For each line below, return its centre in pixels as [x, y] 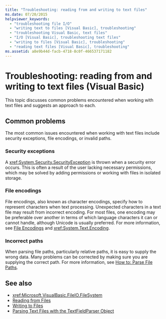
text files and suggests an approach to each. [51, 105]
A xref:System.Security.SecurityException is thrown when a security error [81, 162]
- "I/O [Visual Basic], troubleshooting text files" [65, 38]
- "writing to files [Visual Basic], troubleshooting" [67, 42]
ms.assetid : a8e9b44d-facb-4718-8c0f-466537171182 [58, 51]
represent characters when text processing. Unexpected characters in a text [83, 207]
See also [19, 283]
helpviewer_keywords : [28, 19]
